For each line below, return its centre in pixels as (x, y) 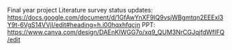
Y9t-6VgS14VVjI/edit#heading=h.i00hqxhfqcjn (74, 25)
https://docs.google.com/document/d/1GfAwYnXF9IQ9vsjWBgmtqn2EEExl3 (115, 17)
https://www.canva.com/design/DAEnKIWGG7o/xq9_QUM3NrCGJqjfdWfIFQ (116, 32)
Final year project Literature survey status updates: (80, 10)
